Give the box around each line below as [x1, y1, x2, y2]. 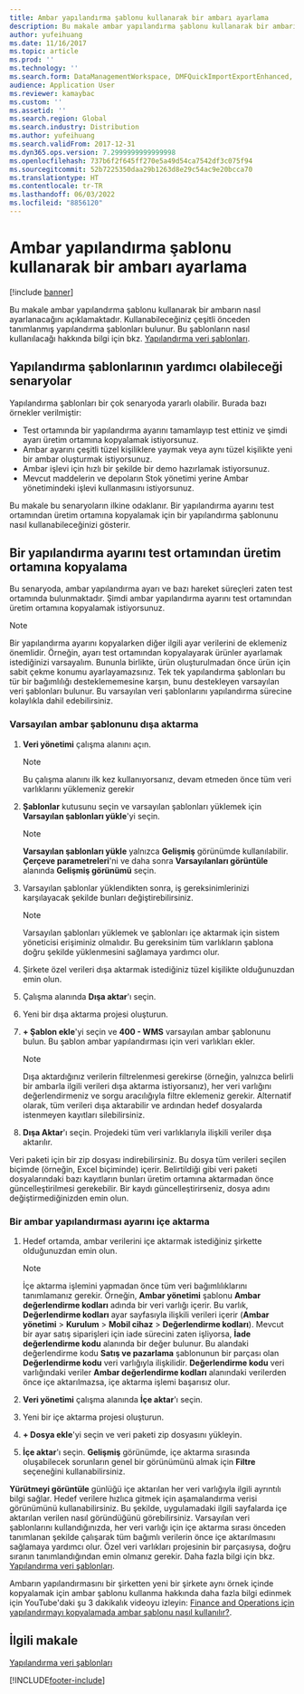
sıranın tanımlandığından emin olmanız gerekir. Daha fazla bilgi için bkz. [9, 1551, 276, 1562]
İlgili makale [9, 1633, 79, 1649]
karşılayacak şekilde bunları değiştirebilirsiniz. [22, 892, 195, 903]
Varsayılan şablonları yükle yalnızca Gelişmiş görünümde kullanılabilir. [22, 846, 289, 857]
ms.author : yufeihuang [9, 131, 95, 140]
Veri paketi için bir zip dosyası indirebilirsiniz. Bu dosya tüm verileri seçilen [9, 1153, 287, 1164]
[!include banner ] [9, 286, 74, 297]
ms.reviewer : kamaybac [9, 89, 95, 98]
